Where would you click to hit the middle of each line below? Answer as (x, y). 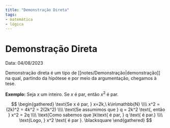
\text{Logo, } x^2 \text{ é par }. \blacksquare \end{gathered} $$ (86, 120)
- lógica (15, 24)
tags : (11, 15)
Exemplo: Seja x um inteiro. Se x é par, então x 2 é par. (62, 94)
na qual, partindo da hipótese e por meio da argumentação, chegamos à (81, 78)
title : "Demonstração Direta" (37, 10)
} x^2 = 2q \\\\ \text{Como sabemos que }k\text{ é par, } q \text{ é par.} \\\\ (86, 115)
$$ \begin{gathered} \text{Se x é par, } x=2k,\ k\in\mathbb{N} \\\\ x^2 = (86, 104)
